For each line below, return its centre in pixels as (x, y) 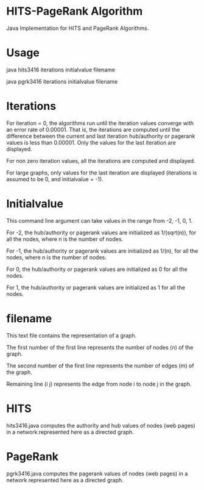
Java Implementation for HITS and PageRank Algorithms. (78, 28)
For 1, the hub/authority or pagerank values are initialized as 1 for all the (96, 287)
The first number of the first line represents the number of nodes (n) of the (100, 347)
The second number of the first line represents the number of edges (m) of (100, 366)
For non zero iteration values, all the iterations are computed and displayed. (101, 160)
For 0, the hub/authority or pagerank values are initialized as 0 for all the (97, 269)
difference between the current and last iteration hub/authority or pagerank (101, 136)
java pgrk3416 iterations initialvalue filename (62, 81)
